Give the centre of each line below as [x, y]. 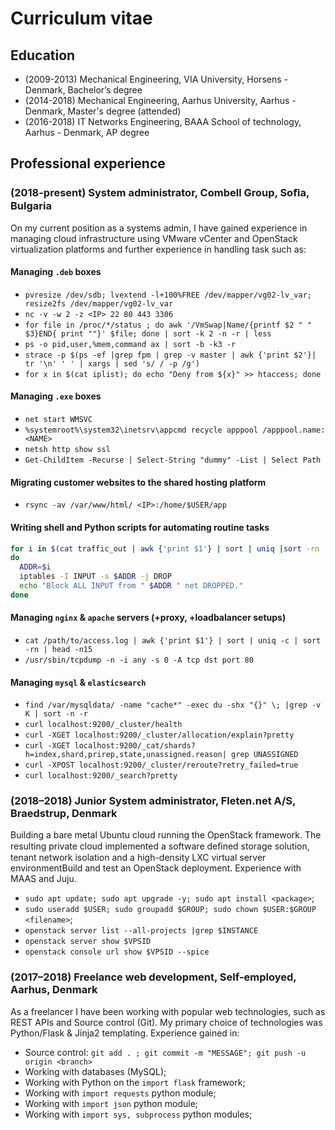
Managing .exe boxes [56, 396]
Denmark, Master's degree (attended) [103, 111]
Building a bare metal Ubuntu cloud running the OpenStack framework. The [166, 835]
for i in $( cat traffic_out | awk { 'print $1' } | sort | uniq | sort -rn [165, 548]
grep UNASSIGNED [265, 755]
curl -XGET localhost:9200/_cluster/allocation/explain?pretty [159, 735]
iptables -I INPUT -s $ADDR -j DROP [95, 577]
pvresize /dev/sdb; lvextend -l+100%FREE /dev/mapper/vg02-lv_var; [168, 295]
